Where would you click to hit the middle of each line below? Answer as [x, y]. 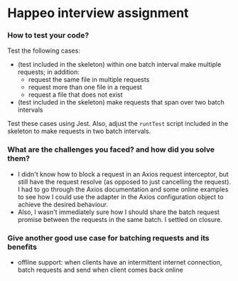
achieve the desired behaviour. [63, 204]
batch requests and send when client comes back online [100, 270]
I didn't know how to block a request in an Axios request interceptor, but [123, 174]
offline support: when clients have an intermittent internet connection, [120, 263]
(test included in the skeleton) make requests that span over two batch [121, 102]
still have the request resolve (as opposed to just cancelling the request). [124, 181]
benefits [22, 247]
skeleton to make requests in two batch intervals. [79, 131]
